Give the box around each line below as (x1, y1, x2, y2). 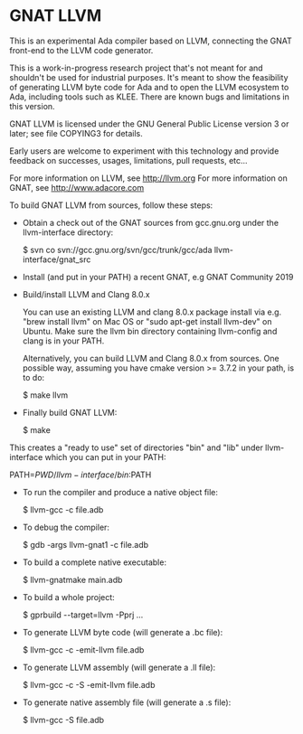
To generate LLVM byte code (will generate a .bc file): (22, 626, 223, 637)
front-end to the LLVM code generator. (9, 44, 154, 55)
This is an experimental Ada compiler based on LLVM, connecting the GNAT (9, 35, 292, 46)
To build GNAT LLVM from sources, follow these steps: (9, 200, 213, 211)
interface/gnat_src (22, 254, 91, 265)
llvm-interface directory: (22, 227, 114, 238)
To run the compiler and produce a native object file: (22, 486, 219, 497)
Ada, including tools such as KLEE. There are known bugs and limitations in (9, 91, 289, 102)
